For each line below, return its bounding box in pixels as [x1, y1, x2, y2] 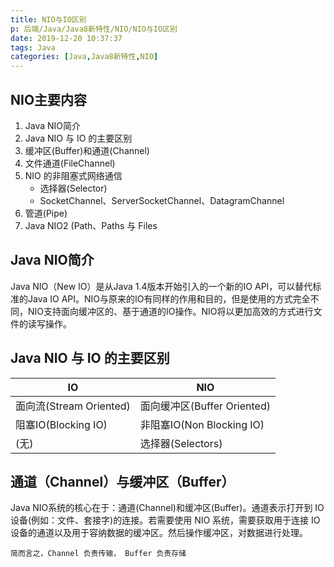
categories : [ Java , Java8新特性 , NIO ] [10, 52, 159, 62]
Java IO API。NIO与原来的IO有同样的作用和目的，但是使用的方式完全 [27, 292, 311, 305]
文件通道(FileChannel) [24, 157, 116, 169]
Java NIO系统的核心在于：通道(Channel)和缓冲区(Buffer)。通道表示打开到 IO [10, 502, 325, 514]
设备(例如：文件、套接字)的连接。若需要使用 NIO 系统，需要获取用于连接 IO [10, 514, 321, 526]
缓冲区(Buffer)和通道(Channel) [24, 144, 150, 156]
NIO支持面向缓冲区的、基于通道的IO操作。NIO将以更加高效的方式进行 [27, 305, 314, 317]
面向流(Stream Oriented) [15, 399, 131, 413]
